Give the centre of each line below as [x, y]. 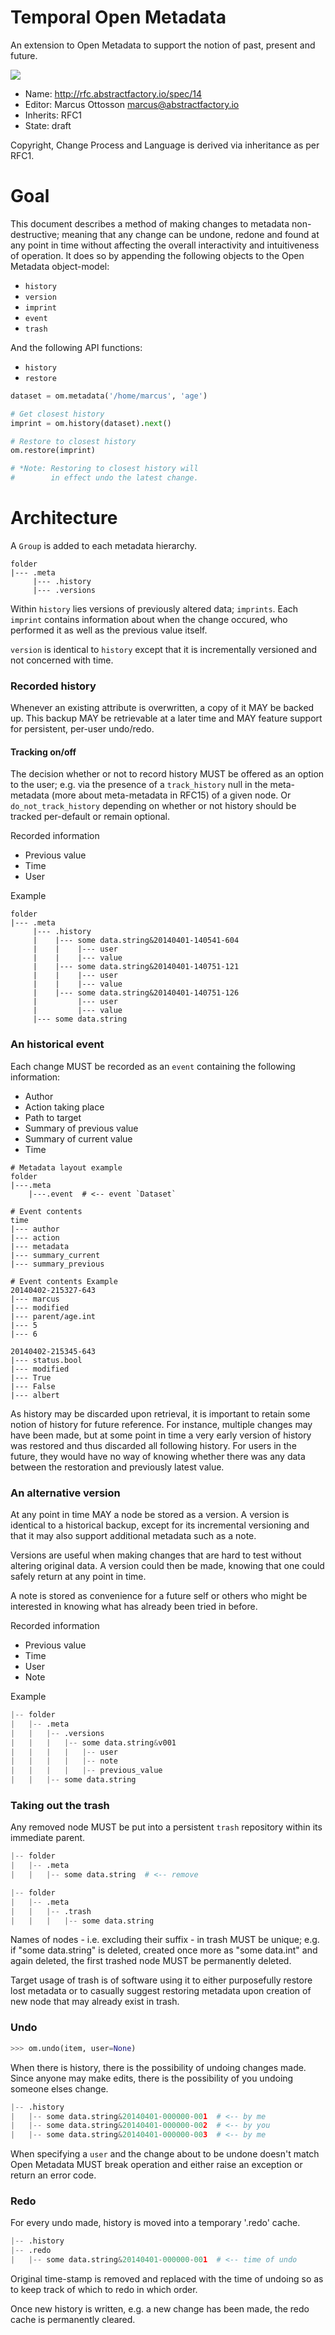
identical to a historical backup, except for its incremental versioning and [160, 1525]
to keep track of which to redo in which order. [104, 2290]
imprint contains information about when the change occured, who [149, 619]
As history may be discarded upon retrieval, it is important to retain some [160, 1413]
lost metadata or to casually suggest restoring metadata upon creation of [161, 1991]
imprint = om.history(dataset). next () [91, 423]
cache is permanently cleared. [73, 2320]
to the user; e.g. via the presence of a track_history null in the [139, 785]
